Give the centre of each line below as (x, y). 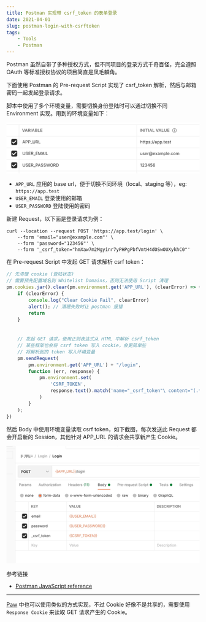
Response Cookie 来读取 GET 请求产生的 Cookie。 (68, 612)
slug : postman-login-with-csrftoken (53, 26)
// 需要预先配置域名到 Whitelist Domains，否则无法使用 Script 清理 (87, 281)
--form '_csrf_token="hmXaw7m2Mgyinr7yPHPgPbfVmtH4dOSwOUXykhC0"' (104, 250)
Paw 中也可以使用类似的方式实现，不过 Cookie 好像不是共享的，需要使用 (98, 604)
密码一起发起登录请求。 (36, 93)
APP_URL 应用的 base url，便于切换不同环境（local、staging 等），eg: (101, 184)
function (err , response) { (64, 371)
